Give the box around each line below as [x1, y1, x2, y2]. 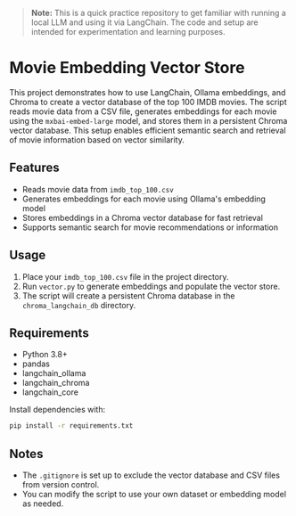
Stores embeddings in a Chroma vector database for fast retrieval [21, 212, 263, 223]
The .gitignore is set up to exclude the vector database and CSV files [21, 470, 281, 480]
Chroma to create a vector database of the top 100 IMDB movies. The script [9, 96, 287, 107]
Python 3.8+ [21, 349, 69, 360]
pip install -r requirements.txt [9, 422, 134, 430]
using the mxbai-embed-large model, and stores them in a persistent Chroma [9, 115, 288, 126]
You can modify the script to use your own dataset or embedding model [21, 489, 287, 500]
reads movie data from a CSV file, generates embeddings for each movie [9, 106, 277, 117]
